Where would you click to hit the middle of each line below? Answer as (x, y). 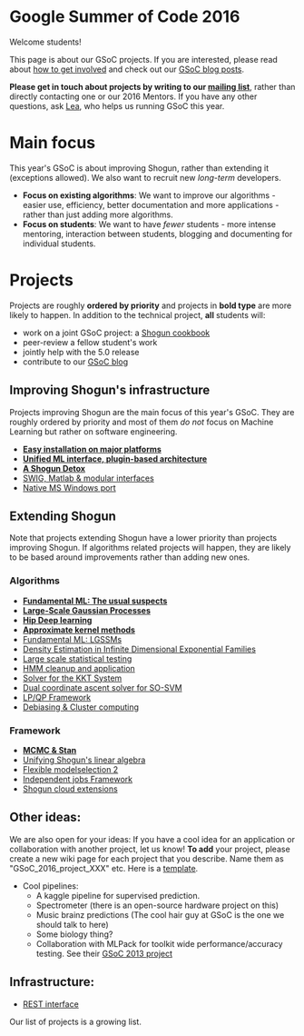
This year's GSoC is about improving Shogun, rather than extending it (139, 168)
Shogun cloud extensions (70, 789)
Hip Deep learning (57, 620)
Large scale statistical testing (77, 658)
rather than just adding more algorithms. (98, 214)
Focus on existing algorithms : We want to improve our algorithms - (149, 195)
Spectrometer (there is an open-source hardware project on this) (157, 905)
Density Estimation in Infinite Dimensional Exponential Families (139, 649)
